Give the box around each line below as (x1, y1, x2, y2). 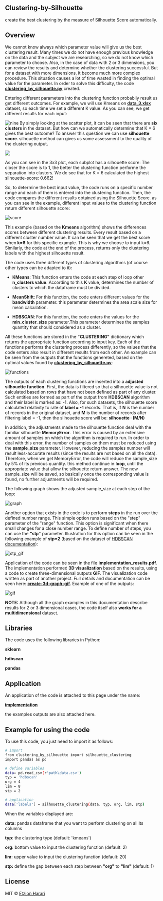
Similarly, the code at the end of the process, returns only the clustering (5, 245, 149, 251)
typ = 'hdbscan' (5, 775, 38, 780)
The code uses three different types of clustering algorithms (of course (5, 259, 148, 265)
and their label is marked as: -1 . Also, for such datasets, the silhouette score (5, 399, 157, 405)
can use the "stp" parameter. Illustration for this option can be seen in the (5, 530, 153, 536)
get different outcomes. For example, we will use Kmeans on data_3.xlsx (5, 100, 151, 106)
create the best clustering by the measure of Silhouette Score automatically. (5, 17, 158, 22)
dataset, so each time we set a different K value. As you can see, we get (5, 105, 150, 111)
